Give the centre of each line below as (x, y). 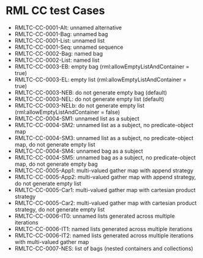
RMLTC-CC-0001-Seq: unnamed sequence (69, 47)
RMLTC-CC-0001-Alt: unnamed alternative (68, 28)
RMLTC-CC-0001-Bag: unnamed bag (61, 34)
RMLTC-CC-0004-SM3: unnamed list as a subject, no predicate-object (104, 138)
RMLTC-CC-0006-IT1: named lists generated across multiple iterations (104, 229)
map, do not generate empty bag (56, 164)
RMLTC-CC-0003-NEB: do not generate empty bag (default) (91, 92)
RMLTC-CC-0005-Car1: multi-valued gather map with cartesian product (105, 190)
